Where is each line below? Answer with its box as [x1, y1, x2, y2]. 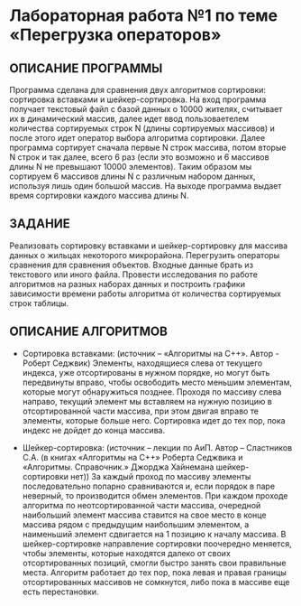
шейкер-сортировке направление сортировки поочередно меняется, [22, 538, 292, 549]
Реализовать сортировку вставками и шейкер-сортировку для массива [9, 240, 288, 251]
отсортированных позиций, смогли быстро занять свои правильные [22, 557, 287, 568]
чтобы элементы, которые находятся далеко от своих [22, 547, 232, 558]
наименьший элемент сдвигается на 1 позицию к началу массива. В [22, 528, 287, 539]
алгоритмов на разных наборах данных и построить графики [9, 278, 246, 289]
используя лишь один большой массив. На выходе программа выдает [9, 181, 282, 191]
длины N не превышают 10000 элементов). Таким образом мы [9, 162, 252, 172]
